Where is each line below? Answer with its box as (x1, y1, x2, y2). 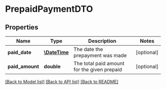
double (43, 63, 61, 70)
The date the (73, 46, 103, 53)
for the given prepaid (73, 66, 123, 73)
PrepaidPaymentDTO (5, 3, 93, 15)
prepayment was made (73, 52, 127, 59)
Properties (5, 23, 39, 31)
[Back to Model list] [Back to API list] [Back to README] (5, 79, 119, 85)
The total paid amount (73, 60, 124, 67)
